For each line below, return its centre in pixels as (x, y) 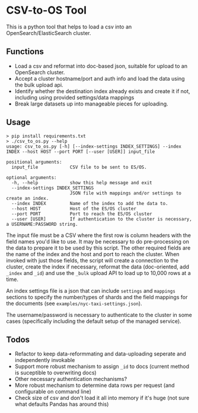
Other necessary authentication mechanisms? (71, 379)
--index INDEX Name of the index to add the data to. (90, 203)
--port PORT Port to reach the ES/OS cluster (82, 214)
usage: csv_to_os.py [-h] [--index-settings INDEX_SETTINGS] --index (94, 146)
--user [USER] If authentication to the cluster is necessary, (102, 219)
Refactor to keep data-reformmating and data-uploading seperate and (100, 354)
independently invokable (45, 360)
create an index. (28, 198)
